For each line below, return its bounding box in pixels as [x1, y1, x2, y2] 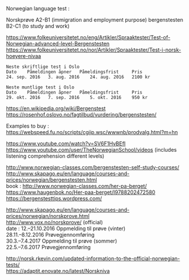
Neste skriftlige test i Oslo [6, 64, 80, 70]
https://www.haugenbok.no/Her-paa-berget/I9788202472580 [6, 189, 156, 196]
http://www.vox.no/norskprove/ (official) [6, 219, 104, 226]
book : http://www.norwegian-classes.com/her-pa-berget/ [6, 183, 147, 189]
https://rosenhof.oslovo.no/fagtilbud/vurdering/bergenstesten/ [6, 111, 157, 118]
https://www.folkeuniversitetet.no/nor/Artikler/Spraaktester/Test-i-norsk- [6, 46, 181, 53]
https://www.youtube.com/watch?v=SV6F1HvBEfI [6, 140, 126, 147]
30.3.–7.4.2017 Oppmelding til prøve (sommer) [6, 237, 117, 244]
